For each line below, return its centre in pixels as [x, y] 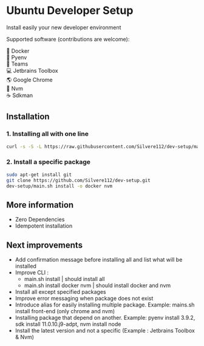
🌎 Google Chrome [29, 80]
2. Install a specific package [49, 162]
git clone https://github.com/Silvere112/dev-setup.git [78, 180]
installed [25, 266]
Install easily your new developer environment [64, 27]
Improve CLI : [32, 273]
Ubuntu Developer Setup [70, 11]
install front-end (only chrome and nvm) [65, 311]
